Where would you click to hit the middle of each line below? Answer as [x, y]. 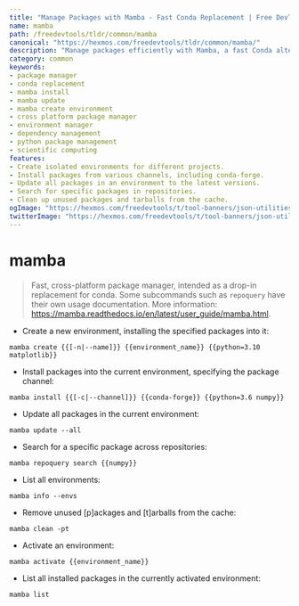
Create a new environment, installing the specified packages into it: [145, 331]
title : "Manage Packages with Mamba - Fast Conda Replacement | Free [141, 17]
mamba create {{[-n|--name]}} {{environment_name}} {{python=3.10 [135, 347]
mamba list [29, 594]
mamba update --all [45, 430]
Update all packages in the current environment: [111, 414]
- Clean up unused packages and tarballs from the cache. [119, 200]
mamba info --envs [43, 495]
